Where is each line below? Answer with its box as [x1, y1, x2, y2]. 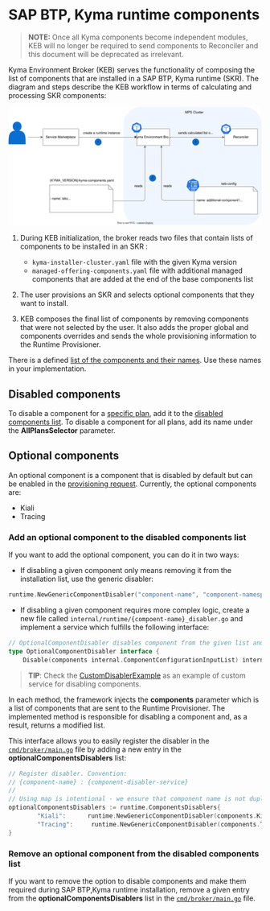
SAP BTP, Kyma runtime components [8, 6, 260, 24]
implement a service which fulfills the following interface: [19, 622, 210, 632]
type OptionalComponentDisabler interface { [8, 647, 160, 655]
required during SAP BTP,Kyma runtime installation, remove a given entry [8, 884, 251, 894]
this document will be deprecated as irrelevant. [27, 49, 184, 59]
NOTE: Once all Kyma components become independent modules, [27, 32, 248, 42]
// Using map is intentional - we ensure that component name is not [8, 795, 247, 803]
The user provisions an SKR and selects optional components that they [19, 290, 255, 299]
